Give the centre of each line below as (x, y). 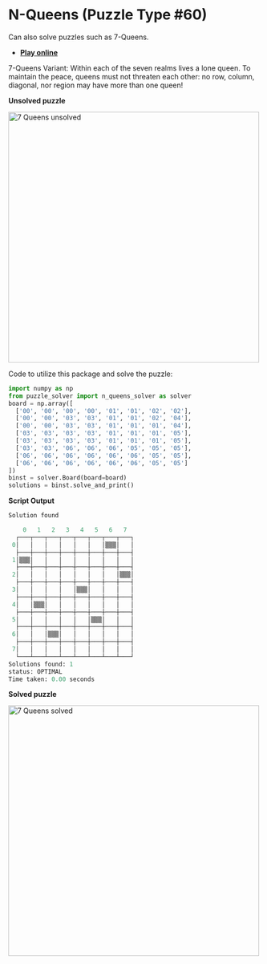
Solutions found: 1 (41, 664)
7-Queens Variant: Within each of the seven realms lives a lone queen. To (129, 68)
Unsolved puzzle (37, 100)
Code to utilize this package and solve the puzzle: (91, 374)
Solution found (34, 516)
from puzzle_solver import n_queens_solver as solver (100, 396)
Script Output (31, 501)
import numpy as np (41, 388)
